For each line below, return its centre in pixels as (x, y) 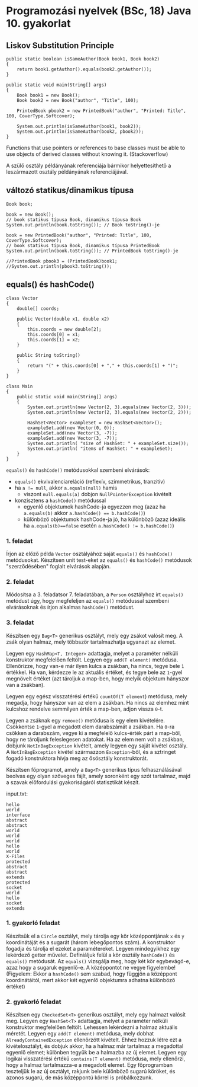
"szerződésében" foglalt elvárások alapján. (59, 566)
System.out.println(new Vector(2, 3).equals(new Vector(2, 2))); (110, 412)
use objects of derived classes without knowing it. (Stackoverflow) (87, 154)
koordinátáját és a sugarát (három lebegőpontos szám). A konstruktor (91, 942)
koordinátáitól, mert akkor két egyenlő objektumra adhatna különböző (91, 980)
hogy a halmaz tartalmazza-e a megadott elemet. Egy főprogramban (90, 1065)
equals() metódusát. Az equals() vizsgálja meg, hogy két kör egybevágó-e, (98, 961)
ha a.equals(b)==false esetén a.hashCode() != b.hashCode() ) (99, 525)
